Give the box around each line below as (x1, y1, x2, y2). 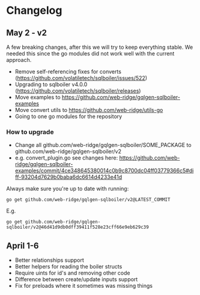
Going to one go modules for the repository (14, 113, 123, 120)
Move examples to (14, 94, 61, 101)
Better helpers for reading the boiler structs (14, 263, 123, 270)
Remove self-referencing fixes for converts (14, 68, 122, 75)
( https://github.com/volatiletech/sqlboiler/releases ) (14, 87, 141, 94)
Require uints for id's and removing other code (14, 269, 130, 277)
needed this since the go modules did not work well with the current (6, 50, 175, 57)
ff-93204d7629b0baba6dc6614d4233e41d (14, 173, 123, 181)
